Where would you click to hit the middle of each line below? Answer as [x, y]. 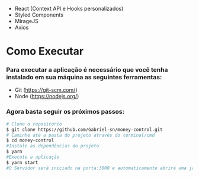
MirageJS [26, 21]
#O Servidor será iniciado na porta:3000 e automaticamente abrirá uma [96, 168]
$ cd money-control [30, 141]
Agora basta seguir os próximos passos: [65, 112]
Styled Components [39, 15]
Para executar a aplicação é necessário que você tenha [87, 70]
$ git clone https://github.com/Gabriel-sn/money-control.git [84, 130]
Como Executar [45, 51]
